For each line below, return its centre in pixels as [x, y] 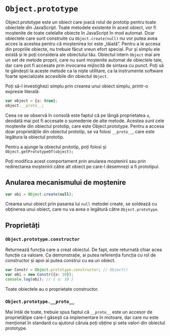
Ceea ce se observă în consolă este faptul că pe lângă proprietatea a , [78, 115]
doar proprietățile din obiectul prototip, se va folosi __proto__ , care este [80, 131]
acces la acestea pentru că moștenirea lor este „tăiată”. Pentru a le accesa [83, 44]
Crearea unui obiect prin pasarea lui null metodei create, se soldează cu [81, 204]
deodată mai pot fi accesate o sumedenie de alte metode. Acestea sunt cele [85, 121]
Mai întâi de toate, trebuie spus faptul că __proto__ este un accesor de [79, 312]
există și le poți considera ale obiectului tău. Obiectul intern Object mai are [83, 54]
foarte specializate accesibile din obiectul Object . [57, 76]
